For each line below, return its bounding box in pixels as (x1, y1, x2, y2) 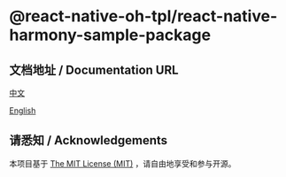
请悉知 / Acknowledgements (9, 133, 168, 148)
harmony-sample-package (9, 25, 211, 45)
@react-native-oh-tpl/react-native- (9, 6, 278, 27)
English (9, 105, 36, 116)
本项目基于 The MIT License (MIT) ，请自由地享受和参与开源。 (9, 158, 236, 169)
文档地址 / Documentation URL (9, 62, 179, 77)
